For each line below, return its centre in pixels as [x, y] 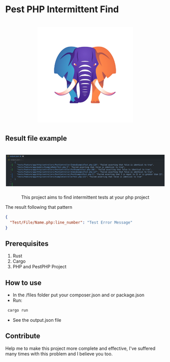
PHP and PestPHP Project [40, 267]
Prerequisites [27, 244]
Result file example [36, 138]
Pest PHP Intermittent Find [62, 9]
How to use [23, 283]
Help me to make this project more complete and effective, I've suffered [80, 348]
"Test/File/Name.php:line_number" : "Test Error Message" [71, 222]
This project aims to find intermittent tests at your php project [85, 197]
